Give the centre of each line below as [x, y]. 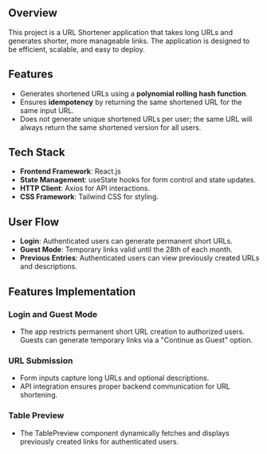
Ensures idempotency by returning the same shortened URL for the [131, 102]
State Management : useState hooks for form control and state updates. [138, 180]
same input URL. [47, 110]
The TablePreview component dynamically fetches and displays [124, 432]
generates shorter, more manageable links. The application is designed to [129, 41]
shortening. [39, 395]
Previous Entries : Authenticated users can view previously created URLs [139, 258]
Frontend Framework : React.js [70, 171]
